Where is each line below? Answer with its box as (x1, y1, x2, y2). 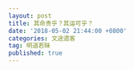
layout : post (8, 11, 52, 20)
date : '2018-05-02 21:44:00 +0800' (8, 27, 128, 35)
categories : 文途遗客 (8, 34, 76, 43)
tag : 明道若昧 (8, 42, 51, 50)
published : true (8, 49, 63, 57)
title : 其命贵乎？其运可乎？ (8, 19, 94, 27)
